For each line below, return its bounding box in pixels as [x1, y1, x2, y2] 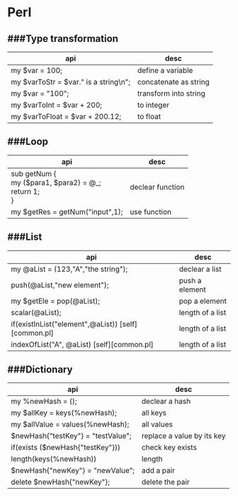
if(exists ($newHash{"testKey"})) [11, 443, 120, 453]
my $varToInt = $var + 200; [11, 100, 103, 110]
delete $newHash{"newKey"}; [11, 477, 110, 487]
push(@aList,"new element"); [11, 280, 109, 290]
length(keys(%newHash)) [11, 454, 97, 464]
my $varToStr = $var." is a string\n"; [11, 77, 131, 87]
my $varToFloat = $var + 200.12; [11, 111, 122, 121]
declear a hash [141, 397, 191, 407]
